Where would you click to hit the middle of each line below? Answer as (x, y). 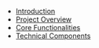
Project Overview (44, 19)
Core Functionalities (48, 27)
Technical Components (53, 36)
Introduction (35, 11)
